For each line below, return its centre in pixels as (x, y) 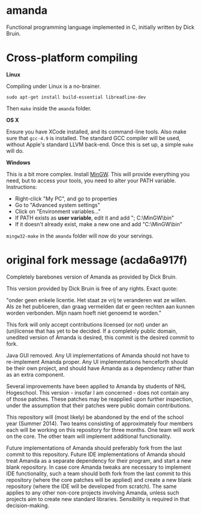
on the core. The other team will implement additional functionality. (89, 436)
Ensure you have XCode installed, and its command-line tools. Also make (97, 131)
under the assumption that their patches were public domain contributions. (98, 405)
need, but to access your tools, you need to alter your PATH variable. (91, 180)
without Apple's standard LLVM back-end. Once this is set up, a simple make (100, 144)
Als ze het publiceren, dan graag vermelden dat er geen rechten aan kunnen (100, 306)
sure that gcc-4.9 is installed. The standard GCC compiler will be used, (94, 138)
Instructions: (22, 187)
